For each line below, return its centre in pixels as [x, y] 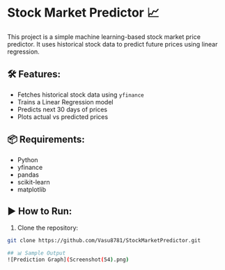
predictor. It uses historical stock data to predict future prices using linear [113, 44]
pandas [28, 175]
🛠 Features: [34, 74]
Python [28, 159]
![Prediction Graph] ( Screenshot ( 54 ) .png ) [68, 260]
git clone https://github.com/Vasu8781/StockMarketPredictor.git [104, 241]
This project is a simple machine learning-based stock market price [104, 37]
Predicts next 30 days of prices [62, 109]
